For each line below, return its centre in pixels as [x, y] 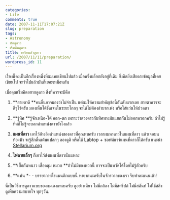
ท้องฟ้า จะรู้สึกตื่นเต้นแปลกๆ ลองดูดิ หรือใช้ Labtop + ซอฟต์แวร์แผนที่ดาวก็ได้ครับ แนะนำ [87, 140]
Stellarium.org [27, 146]
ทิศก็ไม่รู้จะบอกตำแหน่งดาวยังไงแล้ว [42, 124]
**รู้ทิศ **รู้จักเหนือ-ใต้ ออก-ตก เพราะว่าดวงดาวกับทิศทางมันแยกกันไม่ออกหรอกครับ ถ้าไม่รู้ [89, 118]
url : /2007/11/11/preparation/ [38, 57]
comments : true [21, 19]
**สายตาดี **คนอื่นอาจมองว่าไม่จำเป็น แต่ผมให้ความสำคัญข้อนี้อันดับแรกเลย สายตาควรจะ [87, 103]
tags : [11, 34]
